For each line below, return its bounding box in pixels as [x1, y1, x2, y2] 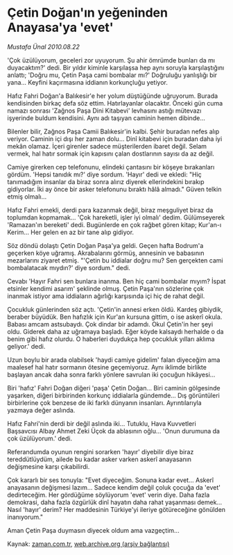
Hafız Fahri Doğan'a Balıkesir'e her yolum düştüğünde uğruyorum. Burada [7, 92, 218, 100]
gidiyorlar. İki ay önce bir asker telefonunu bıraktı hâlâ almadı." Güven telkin [7, 185, 222, 193]
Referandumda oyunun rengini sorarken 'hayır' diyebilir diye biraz [7, 447, 194, 456]
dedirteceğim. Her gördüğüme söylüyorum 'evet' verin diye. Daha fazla [7, 490, 210, 499]
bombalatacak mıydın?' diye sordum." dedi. [7, 263, 130, 272]
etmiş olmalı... [7, 192, 47, 201]
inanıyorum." [7, 513, 44, 521]
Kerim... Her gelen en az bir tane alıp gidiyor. [7, 228, 134, 236]
